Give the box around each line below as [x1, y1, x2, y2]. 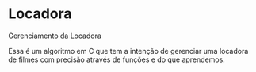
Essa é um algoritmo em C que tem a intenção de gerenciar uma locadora [8, 46, 249, 55]
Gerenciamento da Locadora [8, 31, 101, 40]
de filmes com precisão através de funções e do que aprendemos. [8, 55, 226, 64]
